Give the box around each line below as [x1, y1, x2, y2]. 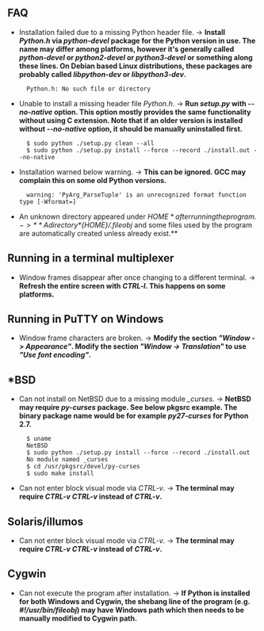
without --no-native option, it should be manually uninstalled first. [18, 124, 243, 133]
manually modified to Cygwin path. [18, 614, 138, 623]
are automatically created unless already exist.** [18, 228, 178, 238]
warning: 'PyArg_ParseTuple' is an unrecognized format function [26, 190, 247, 199]
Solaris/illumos [7, 514, 84, 528]
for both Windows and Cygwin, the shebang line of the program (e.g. [18, 596, 251, 606]
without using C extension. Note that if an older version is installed [18, 115, 243, 125]
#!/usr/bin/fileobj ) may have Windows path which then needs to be [18, 605, 245, 614]
